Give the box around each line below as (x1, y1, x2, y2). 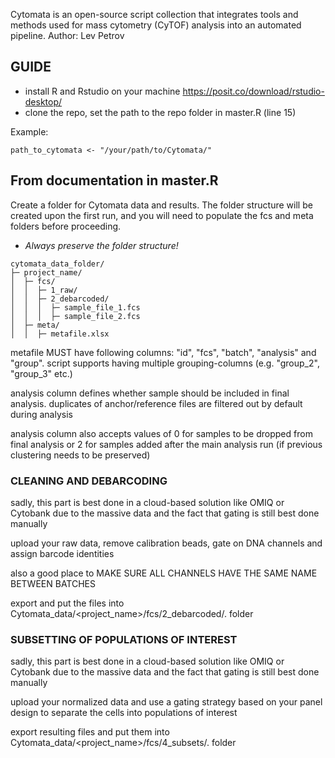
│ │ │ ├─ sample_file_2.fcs (10, 311, 141, 321)
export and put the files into (10, 597, 125, 609)
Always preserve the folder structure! (24, 239, 179, 251)
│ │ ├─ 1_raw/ (10, 285, 78, 295)
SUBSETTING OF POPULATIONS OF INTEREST (10, 632, 238, 646)
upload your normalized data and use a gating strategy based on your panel (10, 696, 323, 708)
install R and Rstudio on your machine (24, 85, 181, 97)
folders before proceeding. (10, 220, 122, 232)
